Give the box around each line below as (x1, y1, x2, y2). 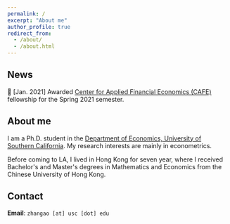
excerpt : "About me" (7, 17, 68, 24)
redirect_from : (7, 29, 52, 37)
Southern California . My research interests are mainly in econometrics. (7, 141, 212, 150)
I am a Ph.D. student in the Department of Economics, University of (7, 134, 202, 143)
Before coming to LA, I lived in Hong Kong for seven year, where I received (7, 155, 224, 164)
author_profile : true (7, 23, 71, 30)
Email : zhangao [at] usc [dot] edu (7, 209, 110, 218)
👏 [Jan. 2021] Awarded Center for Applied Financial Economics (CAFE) (7, 87, 212, 95)
